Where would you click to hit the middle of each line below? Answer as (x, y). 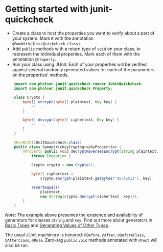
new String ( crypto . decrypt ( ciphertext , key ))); (89, 196)
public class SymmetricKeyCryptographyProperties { (68, 147)
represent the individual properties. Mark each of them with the (76, 54)
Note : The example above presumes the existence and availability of (74, 215)
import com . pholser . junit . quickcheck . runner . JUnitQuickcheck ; (79, 84)
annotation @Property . (34, 59)
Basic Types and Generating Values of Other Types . (57, 225)
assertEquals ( (46, 187)
